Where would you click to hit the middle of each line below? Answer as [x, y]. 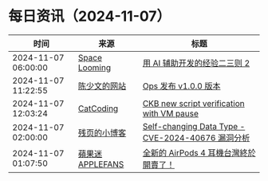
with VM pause [171, 113]
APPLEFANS [101, 164]
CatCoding [99, 108]
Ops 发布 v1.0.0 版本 [181, 86]
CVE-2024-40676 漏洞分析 [196, 138]
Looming [95, 67]
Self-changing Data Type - [194, 126]
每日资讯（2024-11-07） [90, 16]
